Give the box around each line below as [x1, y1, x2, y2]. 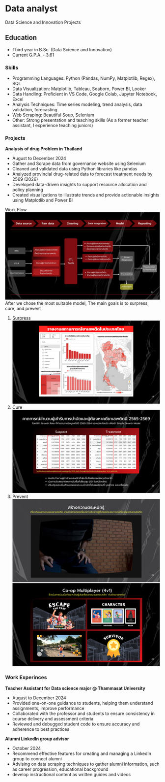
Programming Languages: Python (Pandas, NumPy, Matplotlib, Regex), [12, 75, 156, 81]
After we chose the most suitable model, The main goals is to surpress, [5, 300, 149, 306]
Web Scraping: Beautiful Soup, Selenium [12, 112, 94, 118]
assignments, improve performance [12, 705, 84, 711]
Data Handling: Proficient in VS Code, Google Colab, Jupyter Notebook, [12, 91, 157, 97]
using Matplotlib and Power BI [12, 197, 73, 203]
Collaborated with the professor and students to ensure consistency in [12, 710, 155, 717]
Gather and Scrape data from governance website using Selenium [12, 161, 146, 166]
